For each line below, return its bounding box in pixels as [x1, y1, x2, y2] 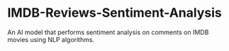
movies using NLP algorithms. [7, 35, 94, 43]
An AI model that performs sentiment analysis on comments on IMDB [7, 28, 209, 36]
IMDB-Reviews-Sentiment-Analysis [7, 5, 222, 21]
